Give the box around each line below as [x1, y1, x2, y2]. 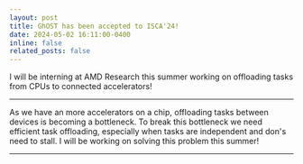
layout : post [9, 13, 59, 23]
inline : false [9, 38, 63, 48]
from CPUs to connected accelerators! [9, 81, 152, 92]
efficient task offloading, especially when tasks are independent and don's [9, 126, 287, 137]
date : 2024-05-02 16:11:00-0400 [9, 30, 131, 39]
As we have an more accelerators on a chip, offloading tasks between [9, 107, 269, 118]
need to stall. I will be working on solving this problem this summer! [9, 136, 260, 147]
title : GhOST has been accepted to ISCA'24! [9, 22, 179, 31]
